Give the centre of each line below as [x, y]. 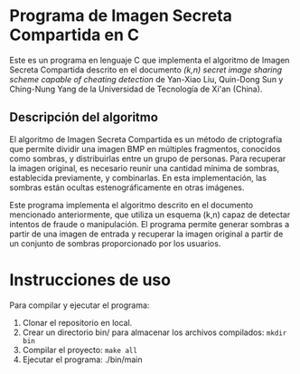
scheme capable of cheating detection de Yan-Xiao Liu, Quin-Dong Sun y [146, 79]
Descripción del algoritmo [84, 117]
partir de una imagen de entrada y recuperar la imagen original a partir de [146, 234]
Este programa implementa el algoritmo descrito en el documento [131, 205]
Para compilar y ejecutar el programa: [80, 305]
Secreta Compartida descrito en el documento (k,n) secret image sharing [146, 70]
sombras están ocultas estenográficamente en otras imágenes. [127, 187]
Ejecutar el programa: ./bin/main [82, 360]
